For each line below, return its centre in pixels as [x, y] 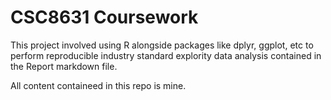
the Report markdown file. [64, 66]
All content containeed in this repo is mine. [98, 85]
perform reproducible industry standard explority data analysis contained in [166, 55]
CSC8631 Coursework [104, 17]
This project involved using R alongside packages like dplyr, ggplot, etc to [162, 45]
